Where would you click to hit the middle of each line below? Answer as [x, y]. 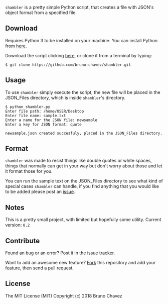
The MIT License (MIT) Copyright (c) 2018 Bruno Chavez [64, 295]
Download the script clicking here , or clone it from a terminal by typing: [78, 55]
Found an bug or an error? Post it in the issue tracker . [60, 253]
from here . [16, 46]
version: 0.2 [18, 225]
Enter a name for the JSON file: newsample [51, 120]
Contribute [23, 241]
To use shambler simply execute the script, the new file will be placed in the [83, 92]
